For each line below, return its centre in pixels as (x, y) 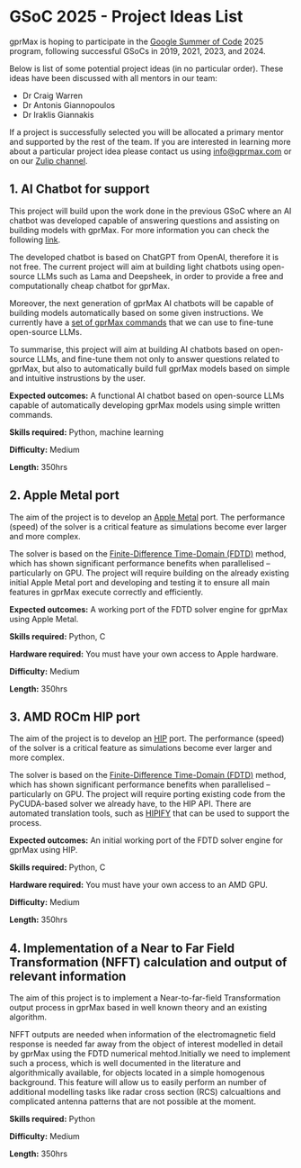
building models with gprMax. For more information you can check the (139, 230)
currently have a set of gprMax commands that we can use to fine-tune (142, 322)
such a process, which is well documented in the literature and (125, 1064)
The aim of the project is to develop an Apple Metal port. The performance (147, 517)
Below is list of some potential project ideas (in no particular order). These (146, 68)
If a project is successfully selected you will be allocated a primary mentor (147, 131)
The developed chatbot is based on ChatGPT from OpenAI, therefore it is (144, 257)
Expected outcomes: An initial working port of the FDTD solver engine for (146, 840)
